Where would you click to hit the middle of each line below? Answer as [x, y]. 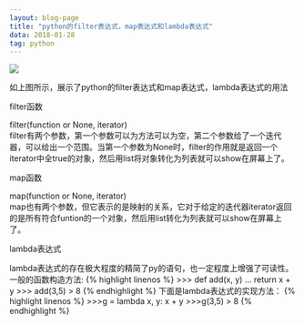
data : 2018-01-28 [42, 35]
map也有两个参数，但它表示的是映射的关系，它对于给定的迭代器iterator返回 [151, 207]
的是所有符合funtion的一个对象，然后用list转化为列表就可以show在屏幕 [142, 218]
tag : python [32, 43]
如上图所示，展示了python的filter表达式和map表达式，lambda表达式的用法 [149, 87]
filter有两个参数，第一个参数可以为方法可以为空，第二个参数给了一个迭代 [146, 136]
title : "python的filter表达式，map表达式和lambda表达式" [111, 26]
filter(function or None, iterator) [68, 125]
